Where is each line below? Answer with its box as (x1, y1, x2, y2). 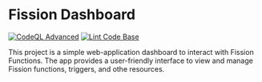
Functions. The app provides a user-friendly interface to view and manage (8, 56, 254, 65)
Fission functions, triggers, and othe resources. (8, 64, 165, 73)
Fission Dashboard (8, 6, 136, 24)
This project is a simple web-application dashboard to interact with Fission (8, 47, 254, 57)
